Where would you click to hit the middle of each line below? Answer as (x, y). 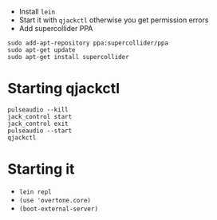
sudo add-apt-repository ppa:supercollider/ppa (88, 43)
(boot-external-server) (59, 209)
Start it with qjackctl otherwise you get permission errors (114, 20)
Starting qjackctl (64, 89)
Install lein (37, 12)
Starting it (41, 169)
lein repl (36, 192)
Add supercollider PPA (56, 28)
